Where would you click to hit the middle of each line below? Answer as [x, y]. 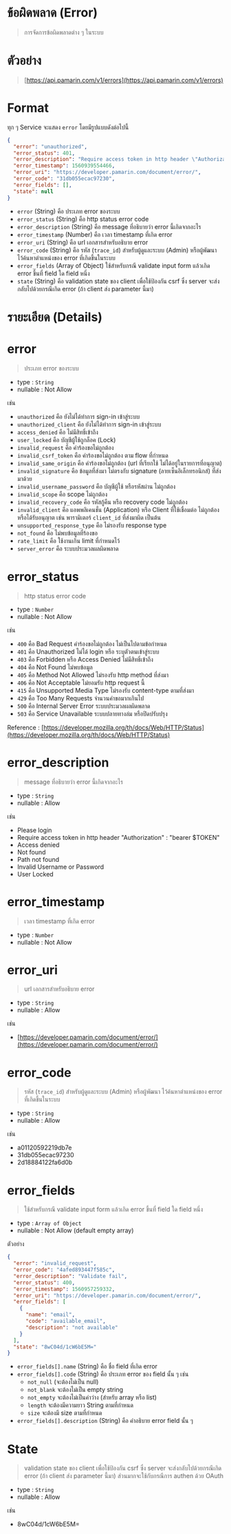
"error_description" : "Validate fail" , [70, 1276]
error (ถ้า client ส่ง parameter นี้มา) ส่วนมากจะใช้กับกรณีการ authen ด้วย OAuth [123, 1476]
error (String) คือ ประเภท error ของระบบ [68, 211]
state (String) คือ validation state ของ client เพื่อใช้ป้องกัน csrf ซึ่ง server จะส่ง [118, 281]
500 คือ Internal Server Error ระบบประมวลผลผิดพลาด [84, 706]
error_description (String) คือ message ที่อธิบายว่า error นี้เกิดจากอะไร [109, 226]
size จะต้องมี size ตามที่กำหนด [65, 1413]
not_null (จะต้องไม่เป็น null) [63, 1382]
